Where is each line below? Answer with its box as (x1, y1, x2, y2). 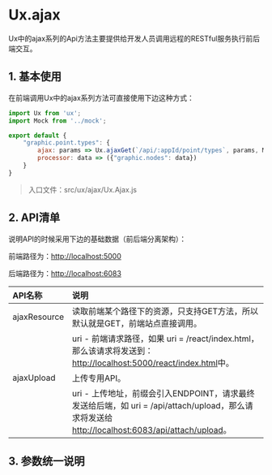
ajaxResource (12, 311, 65, 322)
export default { (8, 132, 67, 140)
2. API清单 (8, 211, 61, 225)
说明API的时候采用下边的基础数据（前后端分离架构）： (8, 234, 187, 244)
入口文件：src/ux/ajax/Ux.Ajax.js (28, 184, 138, 194)
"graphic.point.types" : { (23, 139, 111, 147)
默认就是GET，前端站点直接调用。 (71, 317, 202, 329)
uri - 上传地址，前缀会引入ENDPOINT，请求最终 (71, 387, 255, 399)
